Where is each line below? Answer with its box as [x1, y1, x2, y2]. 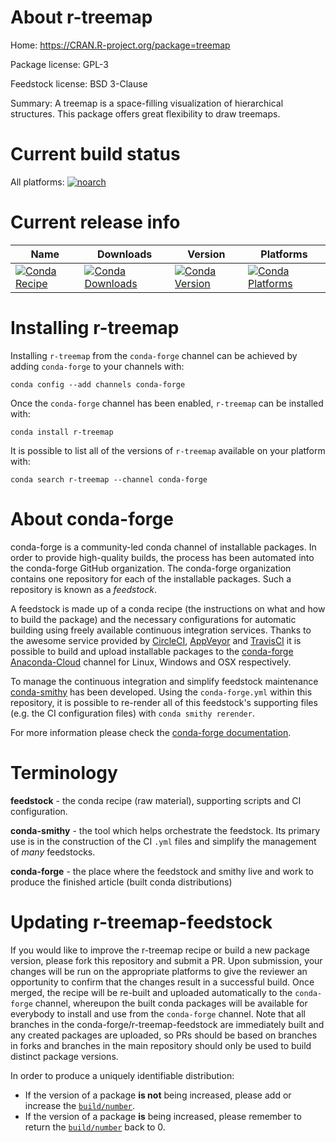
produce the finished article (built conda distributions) [10, 876, 233, 888]
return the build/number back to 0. [24, 1121, 166, 1133]
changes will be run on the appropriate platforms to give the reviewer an [10, 965, 308, 977]
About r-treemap [10, 6, 153, 29]
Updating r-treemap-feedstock [10, 911, 273, 933]
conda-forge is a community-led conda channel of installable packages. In [10, 541, 317, 553]
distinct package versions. [10, 1050, 119, 1062]
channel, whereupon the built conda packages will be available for [34, 997, 308, 1009]
